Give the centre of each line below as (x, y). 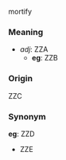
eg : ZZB (45, 58)
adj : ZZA (34, 49)
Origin (21, 79)
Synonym (27, 116)
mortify (20, 12)
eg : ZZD (21, 134)
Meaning (26, 32)
